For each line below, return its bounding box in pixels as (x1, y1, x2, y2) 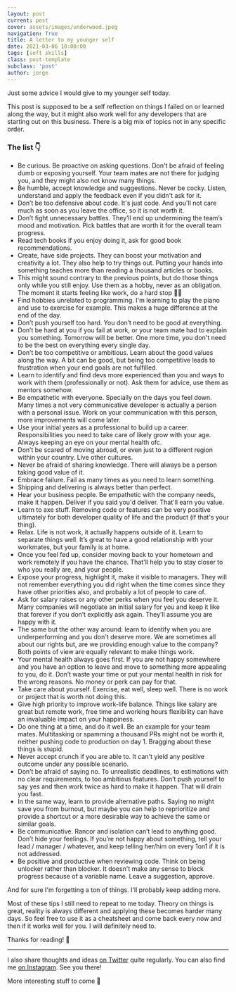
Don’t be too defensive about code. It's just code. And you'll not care (17, 199, 217, 207)
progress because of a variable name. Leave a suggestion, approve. (17, 872, 215, 880)
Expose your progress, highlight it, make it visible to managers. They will (17, 572, 227, 581)
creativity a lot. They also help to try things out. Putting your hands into (17, 258, 223, 267)
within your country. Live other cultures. (17, 453, 133, 461)
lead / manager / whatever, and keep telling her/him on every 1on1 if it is (17, 842, 225, 850)
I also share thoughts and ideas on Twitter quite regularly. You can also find (7, 955, 225, 964)
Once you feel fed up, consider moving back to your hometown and (17, 550, 214, 558)
